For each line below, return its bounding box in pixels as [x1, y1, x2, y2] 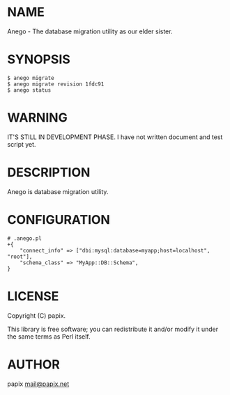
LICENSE [7, 288, 59, 304]
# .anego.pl [7, 234, 42, 242]
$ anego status [7, 86, 52, 94]
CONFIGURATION [7, 211, 110, 227]
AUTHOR [7, 356, 61, 372]
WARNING [7, 110, 68, 126]
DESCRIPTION [7, 165, 91, 180]
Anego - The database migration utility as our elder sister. [7, 27, 173, 35]
